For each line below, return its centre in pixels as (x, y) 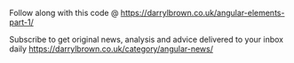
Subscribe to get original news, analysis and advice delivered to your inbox (147, 39)
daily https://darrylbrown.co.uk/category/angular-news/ (111, 49)
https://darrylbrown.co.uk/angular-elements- (203, 13)
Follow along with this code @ (64, 13)
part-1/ (21, 22)
